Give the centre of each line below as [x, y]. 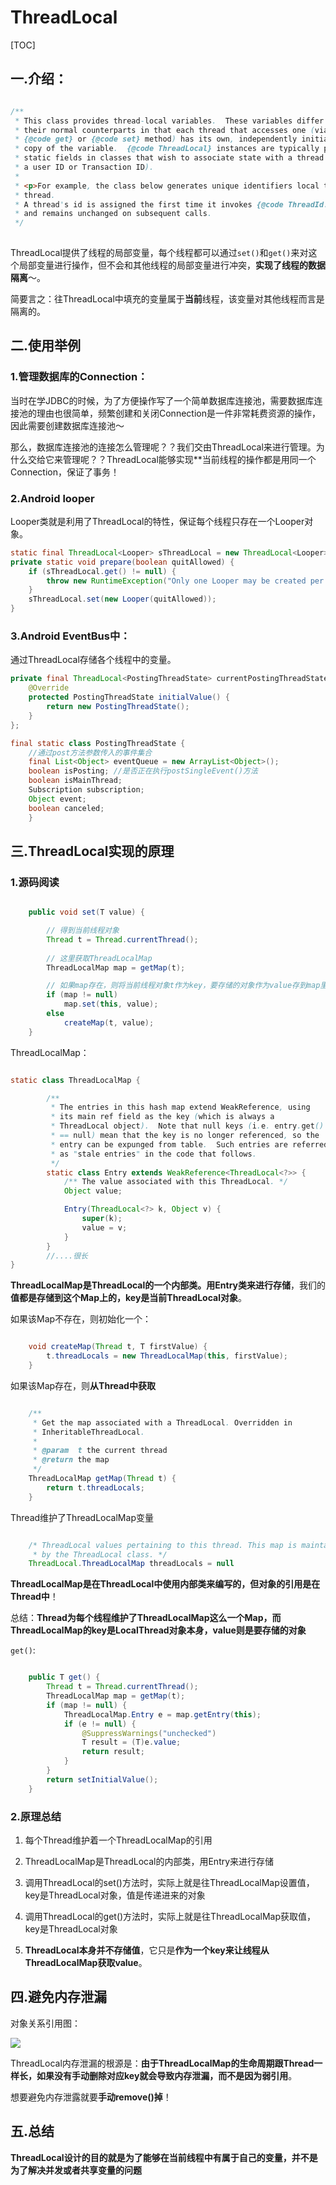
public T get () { [64, 1677]
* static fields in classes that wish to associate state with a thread [169, 158]
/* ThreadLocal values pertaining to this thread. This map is [163, 1545]
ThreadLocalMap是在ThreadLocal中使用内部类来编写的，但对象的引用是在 [165, 1584]
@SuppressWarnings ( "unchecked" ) [149, 1733]
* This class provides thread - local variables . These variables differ [169, 121]
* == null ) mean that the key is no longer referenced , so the [185, 1136]
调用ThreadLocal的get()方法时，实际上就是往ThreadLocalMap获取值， [170, 1917]
